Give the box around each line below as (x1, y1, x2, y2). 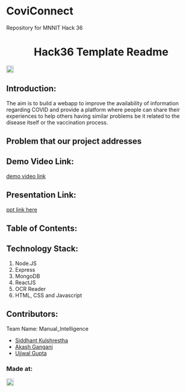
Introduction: (6, 84, 57, 94)
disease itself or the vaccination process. (6, 118, 108, 126)
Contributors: (6, 309, 58, 319)
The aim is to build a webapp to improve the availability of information (6, 99, 179, 106)
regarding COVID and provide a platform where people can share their (6, 106, 181, 113)
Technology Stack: (6, 243, 79, 254)
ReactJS (14, 278, 36, 286)
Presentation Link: (6, 190, 76, 200)
